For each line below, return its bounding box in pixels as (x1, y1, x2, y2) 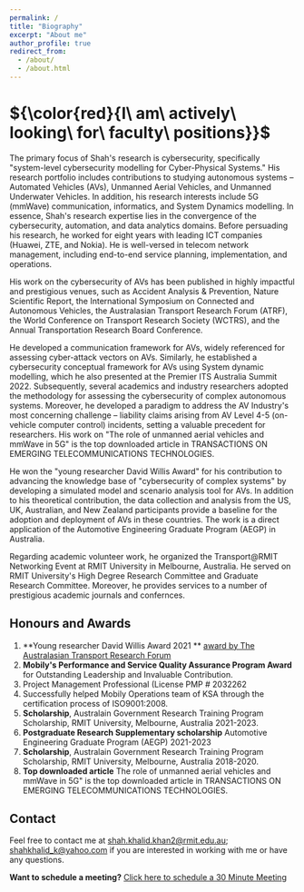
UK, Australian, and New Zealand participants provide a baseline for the (9, 504, 278, 515)
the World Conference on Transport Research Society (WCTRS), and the (9, 314, 280, 325)
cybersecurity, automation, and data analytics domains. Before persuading (9, 220, 289, 231)
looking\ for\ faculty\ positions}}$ (9, 123, 270, 144)
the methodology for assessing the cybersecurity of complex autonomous (9, 390, 287, 401)
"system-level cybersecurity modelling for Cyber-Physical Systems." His (9, 162, 280, 173)
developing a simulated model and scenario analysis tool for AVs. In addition (9, 485, 294, 496)
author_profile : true (9, 38, 92, 48)
